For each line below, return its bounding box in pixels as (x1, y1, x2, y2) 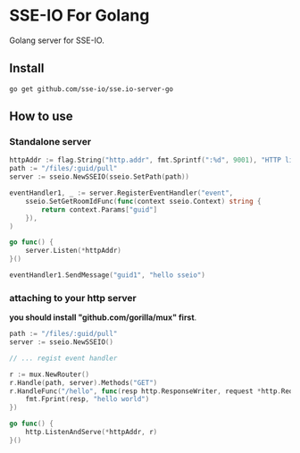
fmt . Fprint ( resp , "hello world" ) (25, 395, 150, 404)
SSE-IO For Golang (9, 5, 150, 26)
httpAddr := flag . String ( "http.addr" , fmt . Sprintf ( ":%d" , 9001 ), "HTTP (9, 155, 281, 165)
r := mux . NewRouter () (9, 370, 90, 379)
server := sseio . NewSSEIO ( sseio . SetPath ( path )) (9, 172, 190, 181)
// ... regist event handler (9, 354, 118, 363)
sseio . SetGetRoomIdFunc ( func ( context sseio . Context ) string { (25, 197, 262, 206)
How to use (9, 109, 73, 124)
